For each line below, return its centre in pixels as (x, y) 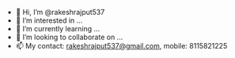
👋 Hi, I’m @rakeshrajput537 (60, 12)
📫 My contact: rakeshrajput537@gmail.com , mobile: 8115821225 (121, 46)
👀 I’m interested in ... (49, 20)
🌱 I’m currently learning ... (58, 29)
